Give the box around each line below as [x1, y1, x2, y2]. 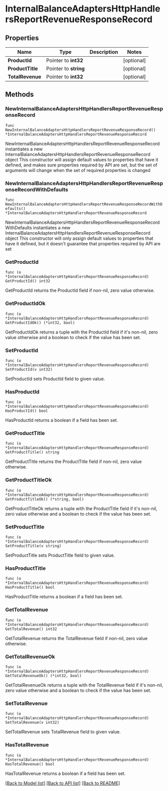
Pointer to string [46, 65, 85, 72]
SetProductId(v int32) [5, 367, 53, 372]
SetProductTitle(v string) [5, 544, 62, 549]
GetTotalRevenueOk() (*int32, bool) [5, 673, 82, 678]
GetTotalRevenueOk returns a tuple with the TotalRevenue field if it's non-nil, [5, 682, 163, 688]
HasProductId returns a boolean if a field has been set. [5, 417, 118, 423]
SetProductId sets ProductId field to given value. [5, 376, 105, 382]
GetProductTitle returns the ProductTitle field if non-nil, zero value [5, 458, 142, 464]
